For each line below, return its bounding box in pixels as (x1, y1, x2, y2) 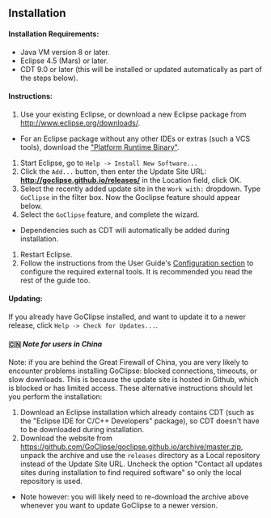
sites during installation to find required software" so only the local (19, 468, 242, 478)
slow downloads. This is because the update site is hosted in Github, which (8, 375, 259, 384)
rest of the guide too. (19, 275, 91, 285)
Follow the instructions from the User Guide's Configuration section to (19, 258, 254, 268)
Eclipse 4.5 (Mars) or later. (19, 56, 108, 66)
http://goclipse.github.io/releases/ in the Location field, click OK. (19, 175, 242, 185)
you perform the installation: (8, 392, 103, 401)
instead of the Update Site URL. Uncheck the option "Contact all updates (19, 459, 263, 469)
